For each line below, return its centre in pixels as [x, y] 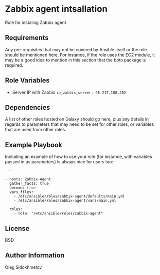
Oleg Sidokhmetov [24, 267]
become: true [23, 188]
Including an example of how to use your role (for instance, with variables [79, 157]
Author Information [35, 255]
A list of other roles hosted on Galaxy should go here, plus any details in [77, 119]
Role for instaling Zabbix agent [36, 22]
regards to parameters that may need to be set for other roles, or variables [80, 124]
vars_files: [22, 192]
